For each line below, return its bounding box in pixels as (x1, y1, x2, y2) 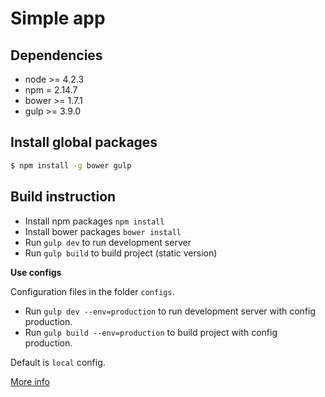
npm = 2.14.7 (24, 84, 78, 96)
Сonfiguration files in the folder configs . (10, 285, 175, 297)
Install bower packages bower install (24, 225, 182, 237)
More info (10, 375, 51, 387)
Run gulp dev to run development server (24, 236, 192, 248)
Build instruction (10, 188, 117, 206)
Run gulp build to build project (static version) (24, 247, 218, 259)
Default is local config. (10, 356, 106, 368)
